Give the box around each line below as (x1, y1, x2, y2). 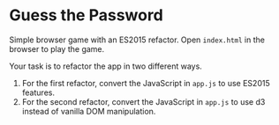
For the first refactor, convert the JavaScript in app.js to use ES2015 (21, 77, 271, 88)
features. (21, 87, 56, 98)
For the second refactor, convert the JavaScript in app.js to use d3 (21, 96, 266, 107)
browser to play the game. (9, 43, 105, 54)
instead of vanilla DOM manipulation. (21, 106, 156, 116)
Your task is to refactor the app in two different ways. (9, 61, 203, 71)
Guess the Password (9, 5, 163, 26)
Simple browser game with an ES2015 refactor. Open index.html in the (9, 34, 265, 45)
